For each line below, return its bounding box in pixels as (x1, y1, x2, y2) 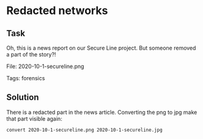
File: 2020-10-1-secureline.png (6, 62, 84, 70)
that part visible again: (6, 115, 62, 122)
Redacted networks (6, 4, 108, 18)
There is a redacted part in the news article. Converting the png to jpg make (6, 108, 197, 116)
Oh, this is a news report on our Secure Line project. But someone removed (6, 44, 196, 51)
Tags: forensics (6, 75, 45, 81)
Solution (6, 92, 39, 103)
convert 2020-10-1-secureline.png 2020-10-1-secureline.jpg (6, 127, 163, 133)
